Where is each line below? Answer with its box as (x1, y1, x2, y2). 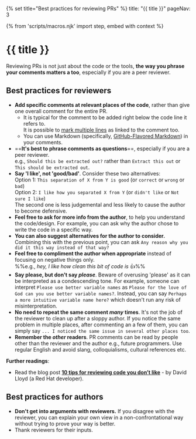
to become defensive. (14, 207, 67, 214)
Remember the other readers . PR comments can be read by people (14, 333, 178, 340)
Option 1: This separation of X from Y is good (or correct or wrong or (14, 176, 185, 183)
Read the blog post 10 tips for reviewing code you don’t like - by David (14, 369, 187, 376)
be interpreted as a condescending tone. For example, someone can (14, 277, 180, 284)
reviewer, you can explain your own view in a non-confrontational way (14, 414, 184, 421)
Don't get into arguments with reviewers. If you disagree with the (14, 407, 174, 414)
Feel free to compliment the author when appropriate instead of (14, 249, 171, 257)
